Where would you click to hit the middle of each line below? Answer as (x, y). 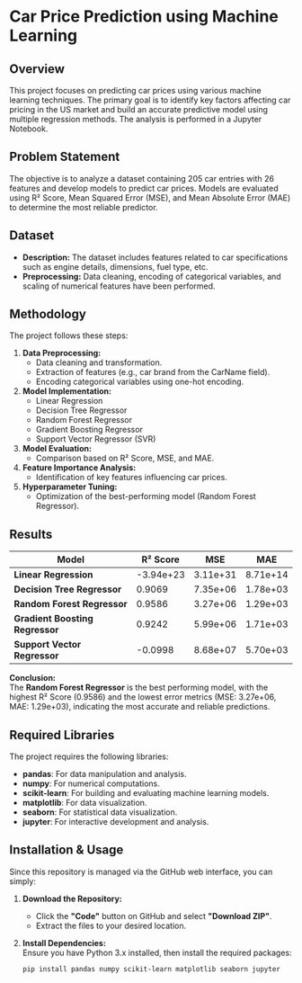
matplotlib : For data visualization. (84, 803)
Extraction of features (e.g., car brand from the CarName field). (153, 372)
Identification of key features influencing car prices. (131, 478)
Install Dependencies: (64, 943)
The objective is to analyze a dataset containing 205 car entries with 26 (142, 178)
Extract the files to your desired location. (111, 925)
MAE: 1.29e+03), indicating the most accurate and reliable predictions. (140, 707)
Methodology (48, 314)
